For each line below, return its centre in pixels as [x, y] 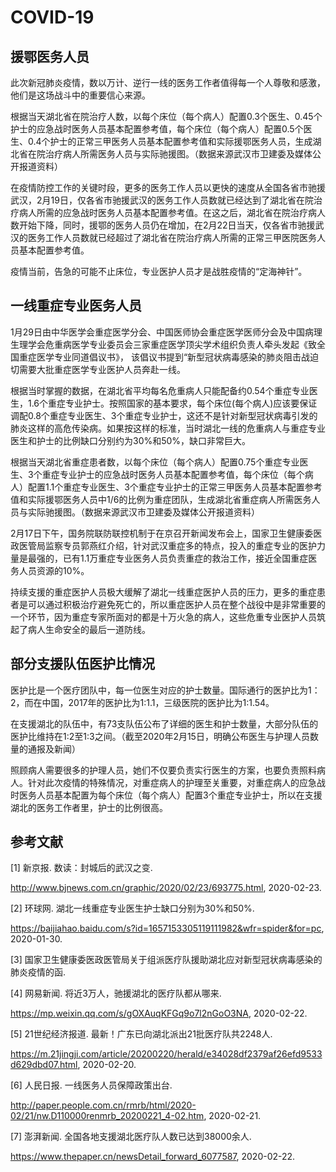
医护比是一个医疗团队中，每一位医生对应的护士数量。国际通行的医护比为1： [165, 690]
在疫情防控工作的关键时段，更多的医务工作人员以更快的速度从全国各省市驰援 [168, 187]
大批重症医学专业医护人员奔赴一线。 [111, 369]
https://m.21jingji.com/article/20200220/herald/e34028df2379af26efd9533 [166, 1054]
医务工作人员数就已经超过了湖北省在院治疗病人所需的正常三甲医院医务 [172, 237]
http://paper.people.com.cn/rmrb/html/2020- [103, 1105]
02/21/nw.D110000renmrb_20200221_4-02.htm [107, 1116]
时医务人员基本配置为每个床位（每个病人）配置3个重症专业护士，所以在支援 [166, 795]
